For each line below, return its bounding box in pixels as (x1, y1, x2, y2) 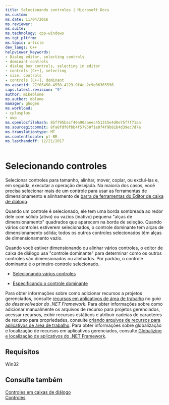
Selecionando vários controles (12, 271, 76, 277)
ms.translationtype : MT (5, 129, 55, 134)
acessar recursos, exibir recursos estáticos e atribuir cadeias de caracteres (5, 312, 162, 318)
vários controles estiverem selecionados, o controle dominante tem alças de (5, 224, 164, 230)
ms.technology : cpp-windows (5, 31, 65, 36)
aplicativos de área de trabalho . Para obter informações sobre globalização (5, 322, 162, 328)
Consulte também (5, 376, 63, 384)
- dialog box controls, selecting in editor (5, 64, 100, 69)
